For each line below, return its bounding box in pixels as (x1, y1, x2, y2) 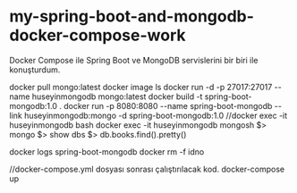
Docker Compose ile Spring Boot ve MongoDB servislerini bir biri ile (9, 55, 259, 65)
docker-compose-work (9, 25, 186, 46)
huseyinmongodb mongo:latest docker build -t (31, 91, 203, 102)
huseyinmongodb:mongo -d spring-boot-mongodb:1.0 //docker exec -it (23, 110, 288, 121)
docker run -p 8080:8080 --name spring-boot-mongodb (64, 100, 273, 111)
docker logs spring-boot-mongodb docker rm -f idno (9, 146, 205, 157)
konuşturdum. (9, 64, 61, 75)
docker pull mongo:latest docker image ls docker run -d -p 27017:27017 (9, 81, 273, 92)
